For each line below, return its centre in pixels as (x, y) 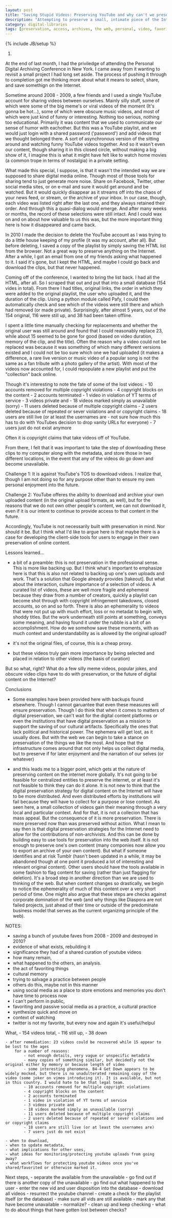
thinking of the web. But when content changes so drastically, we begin (88, 884)
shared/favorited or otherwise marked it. (51, 1168)
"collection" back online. (31, 374)
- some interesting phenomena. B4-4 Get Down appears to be (89, 1069)
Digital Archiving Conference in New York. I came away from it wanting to (83, 69)
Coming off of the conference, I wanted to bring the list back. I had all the (83, 278)
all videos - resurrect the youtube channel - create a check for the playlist (83, 1193)
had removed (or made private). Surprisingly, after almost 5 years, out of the (86, 310)
